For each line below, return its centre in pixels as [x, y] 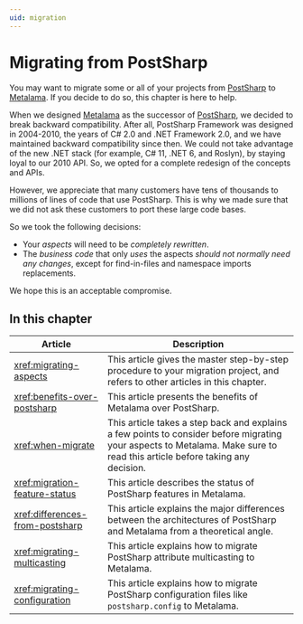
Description [198, 345]
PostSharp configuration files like [178, 595]
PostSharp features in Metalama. [177, 494]
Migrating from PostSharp [109, 62]
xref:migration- [46, 483]
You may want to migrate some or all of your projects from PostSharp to [143, 88]
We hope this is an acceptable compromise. [91, 290]
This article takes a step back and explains [197, 423]
